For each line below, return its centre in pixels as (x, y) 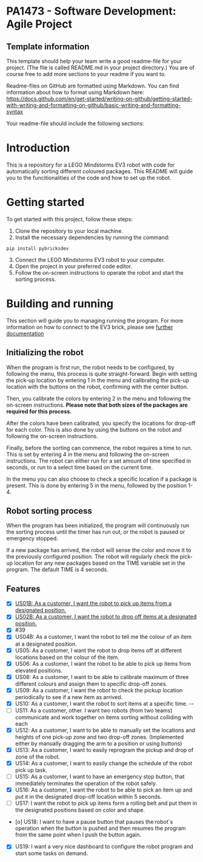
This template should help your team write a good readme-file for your (94, 61)
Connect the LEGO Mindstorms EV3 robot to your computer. (90, 260)
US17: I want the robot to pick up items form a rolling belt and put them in (106, 803)
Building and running (60, 304)
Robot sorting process (49, 511)
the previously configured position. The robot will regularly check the (92, 557)
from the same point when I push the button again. (78, 835)
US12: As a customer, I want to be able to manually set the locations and (105, 730)
